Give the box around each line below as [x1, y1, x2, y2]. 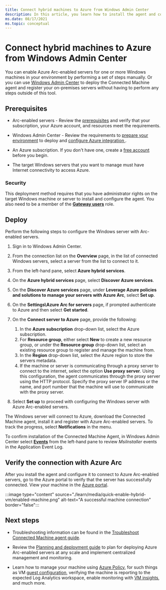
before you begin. [12, 153, 49, 158]
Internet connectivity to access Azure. [12, 167, 90, 173]
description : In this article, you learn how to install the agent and [5, 12, 156, 17]
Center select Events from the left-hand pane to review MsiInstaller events [5, 439, 157, 445]
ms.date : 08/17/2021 [5, 16, 48, 21]
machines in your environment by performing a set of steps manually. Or [5, 75, 153, 80]
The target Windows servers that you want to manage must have [12, 162, 144, 168]
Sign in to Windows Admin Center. [12, 243, 83, 249]
